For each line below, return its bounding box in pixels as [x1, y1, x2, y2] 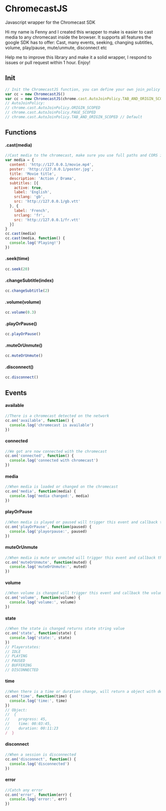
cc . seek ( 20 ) [5, 267, 30, 272]
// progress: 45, [5, 717, 48, 722]
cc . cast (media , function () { [5, 236, 65, 241]
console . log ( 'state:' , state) [9, 635, 72, 640]
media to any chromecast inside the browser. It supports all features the [5, 34, 152, 40]
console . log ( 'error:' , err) [9, 797, 68, 802]
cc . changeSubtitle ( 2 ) [5, 288, 50, 293]
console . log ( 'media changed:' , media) [9, 494, 90, 498]
